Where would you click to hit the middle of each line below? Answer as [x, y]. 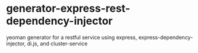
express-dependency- [166, 37]
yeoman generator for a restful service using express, [72, 37]
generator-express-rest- [68, 9]
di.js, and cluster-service [57, 44]
